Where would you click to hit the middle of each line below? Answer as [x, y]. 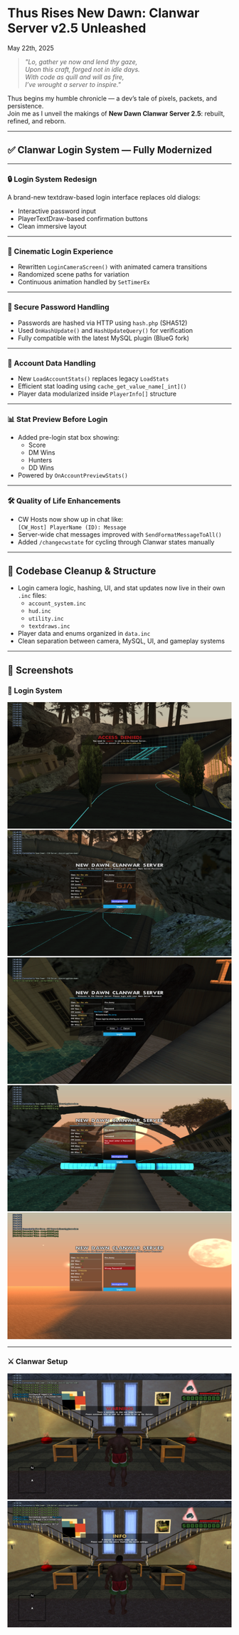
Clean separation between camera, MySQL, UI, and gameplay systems [121, 641]
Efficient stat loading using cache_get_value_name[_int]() [102, 386]
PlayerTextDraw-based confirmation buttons [83, 219]
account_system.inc [57, 604]
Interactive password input [57, 211]
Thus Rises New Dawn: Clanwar [103, 13]
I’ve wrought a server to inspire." [73, 84]
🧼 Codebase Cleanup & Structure [82, 571]
